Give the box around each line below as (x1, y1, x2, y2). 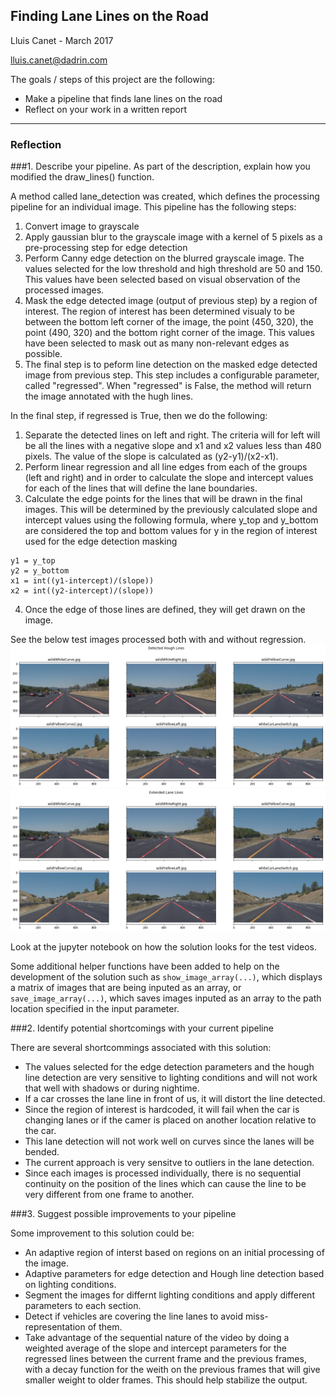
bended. (24, 1145, 60, 1158)
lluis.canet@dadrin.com (10, 54, 108, 66)
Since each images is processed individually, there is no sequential (24, 1167, 302, 1179)
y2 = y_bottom (10, 566, 70, 576)
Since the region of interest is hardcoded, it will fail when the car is (24, 1103, 300, 1115)
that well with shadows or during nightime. (24, 1082, 200, 1094)
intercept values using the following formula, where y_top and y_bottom (24, 514, 319, 526)
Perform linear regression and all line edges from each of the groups (24, 461, 308, 473)
